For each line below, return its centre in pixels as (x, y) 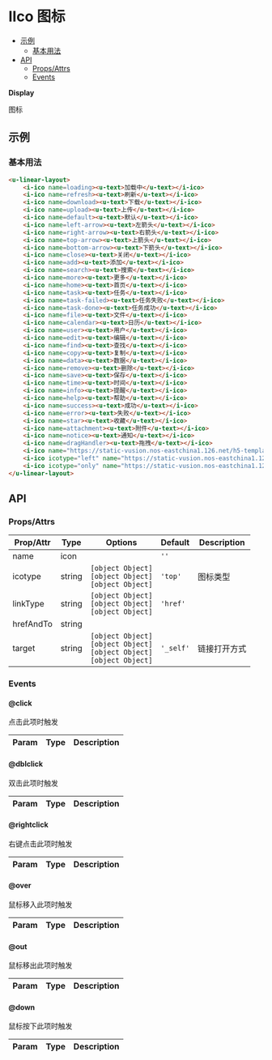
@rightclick (28, 825)
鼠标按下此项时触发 (40, 1026)
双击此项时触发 (33, 783)
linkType (28, 604)
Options (121, 543)
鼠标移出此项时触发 (40, 965)
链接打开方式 (222, 649)
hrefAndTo (32, 624)
